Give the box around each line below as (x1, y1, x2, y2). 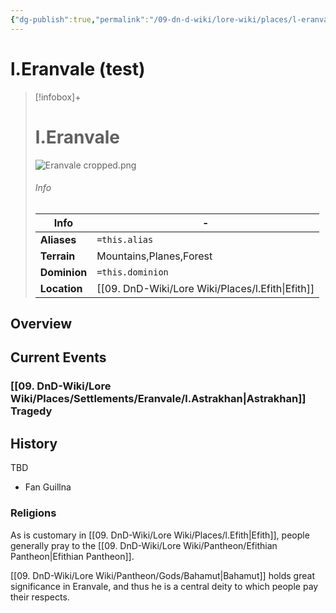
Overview (10, 316, 73, 333)
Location (39, 281, 83, 295)
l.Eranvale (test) (10, 57, 146, 80)
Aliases (39, 232, 77, 246)
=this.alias (96, 234, 154, 245)
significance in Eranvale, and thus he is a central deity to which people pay (10, 580, 319, 592)
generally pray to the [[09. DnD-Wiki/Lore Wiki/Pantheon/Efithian (10, 539, 278, 551)
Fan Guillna (24, 481, 72, 493)
